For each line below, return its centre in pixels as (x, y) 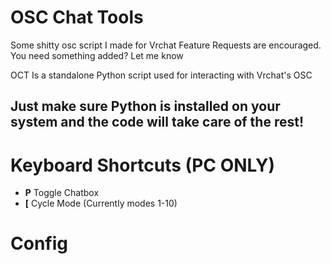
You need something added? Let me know (97, 55)
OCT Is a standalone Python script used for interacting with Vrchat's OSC (161, 75)
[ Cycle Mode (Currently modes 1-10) (101, 203)
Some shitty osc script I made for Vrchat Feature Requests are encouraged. (166, 45)
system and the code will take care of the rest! (157, 122)
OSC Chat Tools (77, 17)
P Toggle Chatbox (62, 193)
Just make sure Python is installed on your (145, 106)
